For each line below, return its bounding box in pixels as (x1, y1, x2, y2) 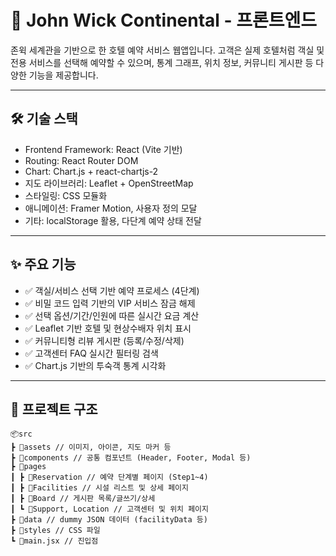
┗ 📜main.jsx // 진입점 (10, 536, 99, 546)
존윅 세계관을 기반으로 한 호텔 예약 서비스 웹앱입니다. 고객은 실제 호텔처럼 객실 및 (10, 44, 325, 56)
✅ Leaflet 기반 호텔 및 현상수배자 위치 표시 (24, 322, 192, 334)
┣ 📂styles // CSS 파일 (10, 526, 101, 536)
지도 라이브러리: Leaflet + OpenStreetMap (24, 177, 194, 189)
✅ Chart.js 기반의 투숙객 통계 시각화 (24, 359, 167, 371)
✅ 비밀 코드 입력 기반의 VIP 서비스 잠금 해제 (24, 297, 196, 309)
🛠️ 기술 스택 (10, 111, 78, 128)
